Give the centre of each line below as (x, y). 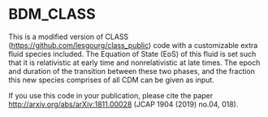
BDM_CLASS (52, 14)
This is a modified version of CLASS (69, 37)
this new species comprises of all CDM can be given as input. (112, 80)
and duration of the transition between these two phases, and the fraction (132, 71)
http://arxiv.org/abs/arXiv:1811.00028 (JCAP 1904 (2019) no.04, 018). (123, 104)
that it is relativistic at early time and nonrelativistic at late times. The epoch (134, 63)
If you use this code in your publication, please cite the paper (111, 95)
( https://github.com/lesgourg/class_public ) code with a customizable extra (133, 45)
